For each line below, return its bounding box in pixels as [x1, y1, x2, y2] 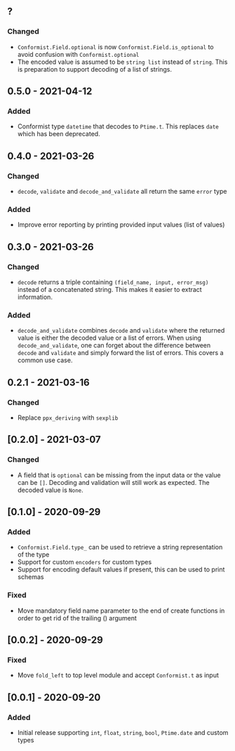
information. [17, 293, 53, 301]
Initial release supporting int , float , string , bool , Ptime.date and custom [17, 729, 229, 737]
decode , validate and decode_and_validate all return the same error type [17, 187, 227, 196]
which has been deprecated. [17, 130, 100, 138]
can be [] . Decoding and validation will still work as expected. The [17, 478, 210, 486]
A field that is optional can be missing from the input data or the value [17, 470, 221, 479]
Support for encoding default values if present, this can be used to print [17, 565, 225, 574]
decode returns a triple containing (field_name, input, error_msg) [17, 278, 209, 286]
